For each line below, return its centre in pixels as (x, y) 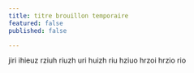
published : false (38, 30)
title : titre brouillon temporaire (69, 16)
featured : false (36, 23)
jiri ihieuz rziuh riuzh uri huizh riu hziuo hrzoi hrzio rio (97, 60)
